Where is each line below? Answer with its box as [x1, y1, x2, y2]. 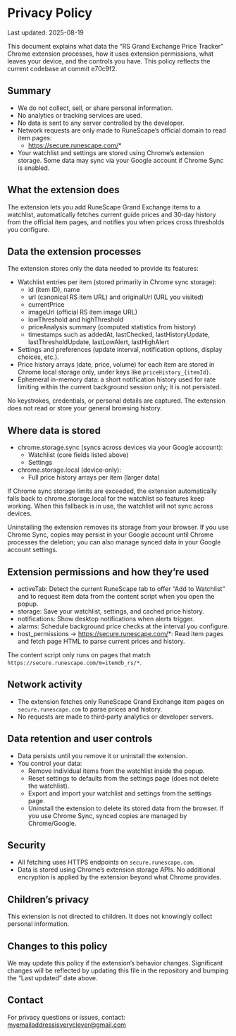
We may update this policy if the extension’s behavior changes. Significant [7, 959, 223, 968]
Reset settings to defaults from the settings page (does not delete [27, 774, 219, 782]
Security [7, 839, 46, 851]
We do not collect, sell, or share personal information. [17, 104, 173, 112]
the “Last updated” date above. [7, 974, 98, 982]
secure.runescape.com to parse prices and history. [17, 705, 163, 713]
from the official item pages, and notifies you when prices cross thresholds [7, 217, 225, 226]
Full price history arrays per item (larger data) [27, 473, 161, 482]
